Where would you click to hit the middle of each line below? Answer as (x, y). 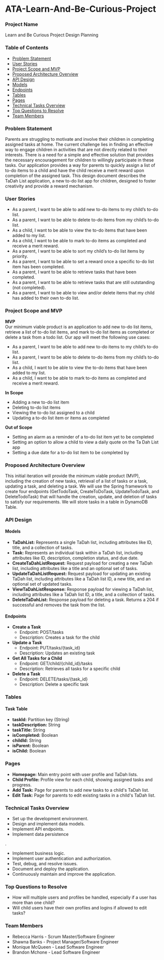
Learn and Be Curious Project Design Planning (52, 35)
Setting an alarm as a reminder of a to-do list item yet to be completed (83, 437)
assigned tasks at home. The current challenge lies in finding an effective (79, 144)
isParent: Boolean (30, 746)
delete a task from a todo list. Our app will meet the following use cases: (78, 337)
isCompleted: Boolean (35, 735)
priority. (20, 257)
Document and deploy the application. (51, 869)
